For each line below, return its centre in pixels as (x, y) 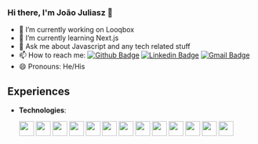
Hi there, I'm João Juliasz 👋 (60, 13)
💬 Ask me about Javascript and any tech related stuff (104, 46)
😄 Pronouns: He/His (52, 67)
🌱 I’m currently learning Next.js (69, 38)
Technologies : (42, 110)
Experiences (39, 91)
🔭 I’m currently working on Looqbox (76, 30)
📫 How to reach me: (52, 55)
